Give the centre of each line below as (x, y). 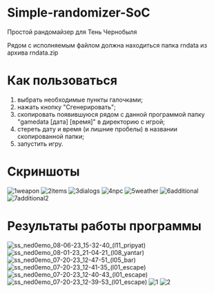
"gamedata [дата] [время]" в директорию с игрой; (91, 122)
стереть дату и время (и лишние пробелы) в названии (97, 129)
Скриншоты (43, 172)
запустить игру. (40, 144)
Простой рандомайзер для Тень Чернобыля (72, 32)
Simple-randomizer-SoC (79, 13)
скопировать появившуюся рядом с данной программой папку (111, 114)
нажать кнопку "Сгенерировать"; (66, 107)
